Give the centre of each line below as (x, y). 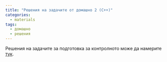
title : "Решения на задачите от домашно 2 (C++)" (59, 10)
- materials (23, 19)
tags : (11, 24)
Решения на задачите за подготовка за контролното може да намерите (83, 48)
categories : (18, 15)
